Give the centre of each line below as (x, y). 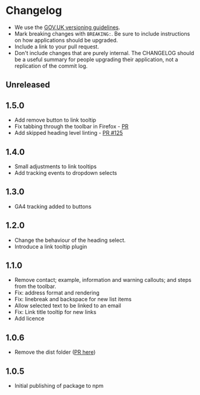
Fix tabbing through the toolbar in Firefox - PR (71, 126)
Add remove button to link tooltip (55, 120)
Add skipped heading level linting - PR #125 (69, 133)
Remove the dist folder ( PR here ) (55, 352)
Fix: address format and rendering (57, 293)
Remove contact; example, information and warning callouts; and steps (103, 280)
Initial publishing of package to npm (59, 386)
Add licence (29, 319)
